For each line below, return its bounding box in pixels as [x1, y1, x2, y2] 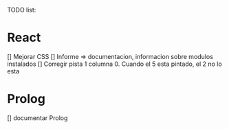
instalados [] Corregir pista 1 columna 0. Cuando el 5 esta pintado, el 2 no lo [7, 60, 222, 68]
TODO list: [7, 6, 36, 14]
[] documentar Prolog [7, 113, 68, 122]
